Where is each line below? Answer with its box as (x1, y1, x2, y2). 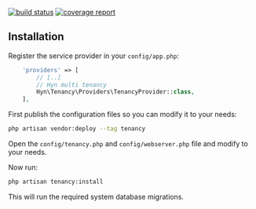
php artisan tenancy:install (8, 178, 104, 186)
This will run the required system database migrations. (8, 192, 185, 201)
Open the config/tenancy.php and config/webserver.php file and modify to (8, 139, 249, 148)
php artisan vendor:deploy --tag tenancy (8, 125, 146, 133)
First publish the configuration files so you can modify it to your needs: (8, 110, 237, 119)
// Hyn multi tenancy (36, 81, 108, 89)
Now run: (8, 163, 38, 172)
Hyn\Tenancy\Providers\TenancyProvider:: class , (36, 88, 195, 96)
